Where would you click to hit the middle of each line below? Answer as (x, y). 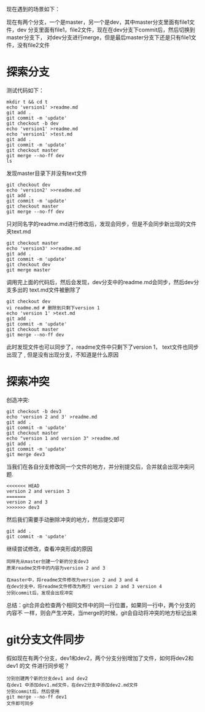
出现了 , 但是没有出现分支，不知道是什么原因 (62, 354)
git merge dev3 (26, 454)
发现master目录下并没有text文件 (47, 173)
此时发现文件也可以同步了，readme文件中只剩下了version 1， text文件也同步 (103, 347)
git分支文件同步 (45, 640)
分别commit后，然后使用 (33, 691)
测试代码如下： (25, 90)
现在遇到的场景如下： (33, 9)
